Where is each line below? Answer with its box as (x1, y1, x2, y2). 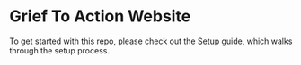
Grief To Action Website (9, 6, 191, 27)
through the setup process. (9, 45, 111, 55)
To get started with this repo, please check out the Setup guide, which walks (9, 36, 293, 46)
